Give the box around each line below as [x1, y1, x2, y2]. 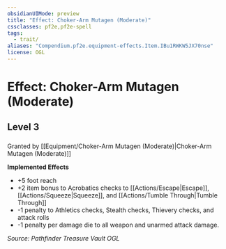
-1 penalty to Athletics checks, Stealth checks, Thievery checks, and [17, 206, 214, 214]
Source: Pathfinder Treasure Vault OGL [7, 234, 120, 243]
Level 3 [7, 121, 40, 133]
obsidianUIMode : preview [7, 10, 80, 17]
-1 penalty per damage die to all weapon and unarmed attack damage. [17, 220, 220, 230]
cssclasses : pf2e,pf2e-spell [7, 23, 92, 30]
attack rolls [17, 214, 50, 222]
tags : [7, 29, 23, 37]
